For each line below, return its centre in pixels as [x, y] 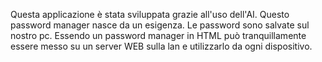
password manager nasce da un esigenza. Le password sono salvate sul [160, 25]
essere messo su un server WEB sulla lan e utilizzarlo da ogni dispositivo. [161, 46]
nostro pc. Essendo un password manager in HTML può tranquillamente [158, 35]
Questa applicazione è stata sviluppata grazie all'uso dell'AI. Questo [150, 14]
